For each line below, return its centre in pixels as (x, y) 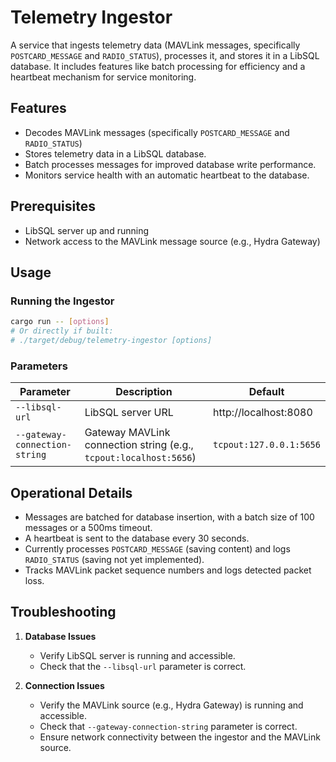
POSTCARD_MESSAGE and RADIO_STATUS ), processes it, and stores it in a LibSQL (165, 55)
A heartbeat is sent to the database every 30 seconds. (137, 538)
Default (266, 392)
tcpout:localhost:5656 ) (140, 458)
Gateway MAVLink (127, 433)
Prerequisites (53, 206)
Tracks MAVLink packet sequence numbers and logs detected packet (168, 570)
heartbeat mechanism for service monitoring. (103, 77)
